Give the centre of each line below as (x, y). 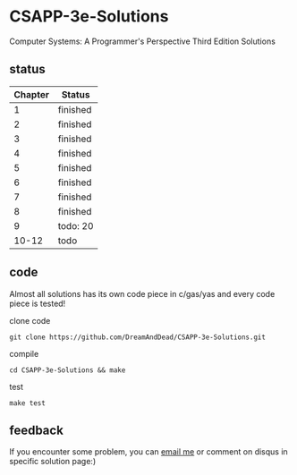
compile (24, 353)
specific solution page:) (53, 462)
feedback (37, 430)
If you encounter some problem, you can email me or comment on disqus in (148, 452)
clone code (30, 320)
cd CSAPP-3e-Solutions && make (68, 370)
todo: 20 (76, 225)
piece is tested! (38, 303)
